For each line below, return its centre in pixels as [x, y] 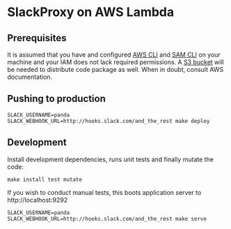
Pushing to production [57, 99]
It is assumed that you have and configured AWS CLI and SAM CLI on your [114, 54]
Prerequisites [37, 38]
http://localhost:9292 [38, 200]
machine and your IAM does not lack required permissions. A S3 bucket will [115, 62]
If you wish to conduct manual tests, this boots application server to [104, 192]
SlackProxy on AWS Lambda [91, 12]
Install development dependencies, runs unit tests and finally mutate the [111, 159]
